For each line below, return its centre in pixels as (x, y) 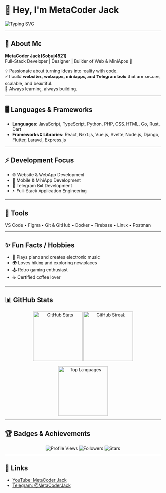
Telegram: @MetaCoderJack (41, 485)
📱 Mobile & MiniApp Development (46, 180)
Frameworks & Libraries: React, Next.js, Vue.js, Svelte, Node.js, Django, (86, 134)
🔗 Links (17, 468)
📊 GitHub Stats (29, 300)
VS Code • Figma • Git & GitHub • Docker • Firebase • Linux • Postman (78, 225)
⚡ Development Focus (40, 160)
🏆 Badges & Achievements (48, 434)
